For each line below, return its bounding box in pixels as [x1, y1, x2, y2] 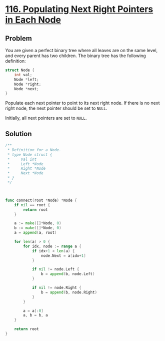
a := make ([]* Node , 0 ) [14, 221, 61, 226]
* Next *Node [7, 171, 43, 176]
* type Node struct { [7, 152, 52, 157]
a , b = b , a [23, 313, 48, 318]
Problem [5, 34, 32, 43]
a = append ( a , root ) [14, 230, 57, 235]
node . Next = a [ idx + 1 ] [40, 253, 86, 258]
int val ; [14, 72, 32, 77]
